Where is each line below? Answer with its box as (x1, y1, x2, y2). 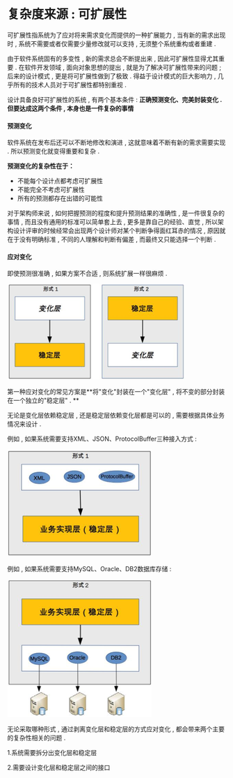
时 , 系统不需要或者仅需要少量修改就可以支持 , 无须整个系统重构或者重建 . (7, 39, 216, 47)
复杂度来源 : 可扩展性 (7, 6, 127, 22)
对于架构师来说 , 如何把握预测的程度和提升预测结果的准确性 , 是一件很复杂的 (7, 209, 225, 217)
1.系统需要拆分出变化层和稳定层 (7, 749, 97, 757)
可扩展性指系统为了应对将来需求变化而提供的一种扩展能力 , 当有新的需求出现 (7, 31, 226, 39)
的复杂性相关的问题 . (7, 734, 66, 742)
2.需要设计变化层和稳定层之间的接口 (7, 763, 111, 772)
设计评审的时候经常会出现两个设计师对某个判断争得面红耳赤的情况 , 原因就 (13, 226, 226, 235)
